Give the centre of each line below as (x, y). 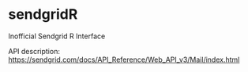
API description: (34, 51)
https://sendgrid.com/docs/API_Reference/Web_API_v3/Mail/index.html (124, 59)
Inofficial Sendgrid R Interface (57, 36)
